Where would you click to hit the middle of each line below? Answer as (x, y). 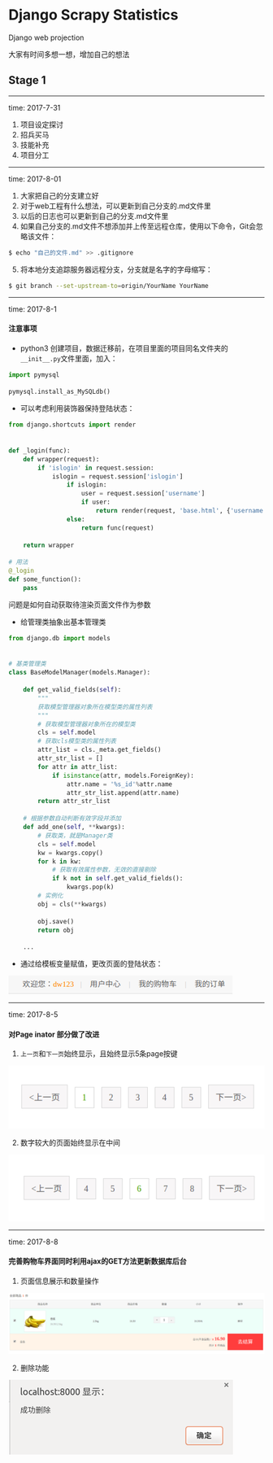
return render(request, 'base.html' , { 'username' (181, 511)
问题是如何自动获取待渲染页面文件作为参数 (80, 605)
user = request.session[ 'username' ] (143, 494)
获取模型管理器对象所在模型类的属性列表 (95, 707)
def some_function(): (45, 579)
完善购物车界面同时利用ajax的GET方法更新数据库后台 (97, 1261)
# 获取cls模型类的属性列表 (77, 741)
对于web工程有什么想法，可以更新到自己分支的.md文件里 (115, 206)
